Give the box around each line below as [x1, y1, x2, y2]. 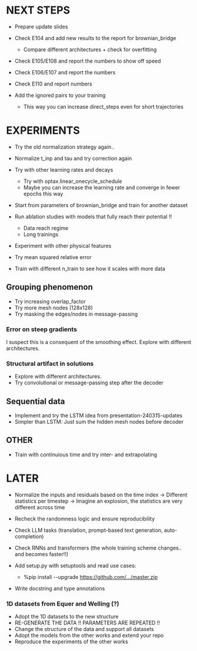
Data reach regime [23, 224, 69, 231]
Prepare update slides [14, 23, 68, 30]
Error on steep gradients [6, 325, 78, 333]
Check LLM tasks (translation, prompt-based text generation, [14, 526, 163, 534]
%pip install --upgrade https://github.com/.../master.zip [23, 573, 158, 580]
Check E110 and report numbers [14, 80, 92, 87]
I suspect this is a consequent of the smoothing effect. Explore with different [6, 338, 192, 345]
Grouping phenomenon [6, 282, 93, 292]
